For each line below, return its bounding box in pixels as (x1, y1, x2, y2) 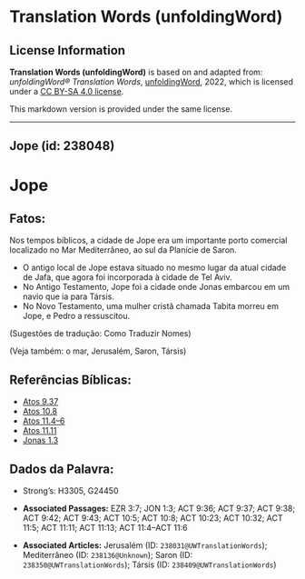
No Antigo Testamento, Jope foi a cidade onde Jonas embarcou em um (22, 282, 290, 293)
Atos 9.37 (22, 396, 59, 407)
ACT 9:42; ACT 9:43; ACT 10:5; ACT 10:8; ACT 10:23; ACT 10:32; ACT (22, 513, 283, 524)
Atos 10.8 (22, 406, 57, 417)
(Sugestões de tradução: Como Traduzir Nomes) (9, 328, 192, 339)
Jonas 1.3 (22, 434, 59, 446)
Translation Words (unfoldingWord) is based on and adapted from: (9, 66, 263, 77)
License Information (9, 43, 125, 58)
